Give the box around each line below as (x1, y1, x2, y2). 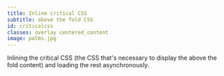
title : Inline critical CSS (7, 9, 88, 17)
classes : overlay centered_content (7, 28, 109, 36)
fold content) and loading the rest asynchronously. (7, 61, 149, 69)
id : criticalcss (7, 22, 53, 29)
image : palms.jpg (7, 35, 57, 42)
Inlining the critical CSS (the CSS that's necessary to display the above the (7, 54, 217, 62)
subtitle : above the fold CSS (7, 16, 94, 23)
